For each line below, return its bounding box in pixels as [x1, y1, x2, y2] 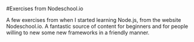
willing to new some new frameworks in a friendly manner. [6, 29, 150, 36]
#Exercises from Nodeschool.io [6, 5, 84, 12]
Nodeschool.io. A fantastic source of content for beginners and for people [6, 23, 189, 30]
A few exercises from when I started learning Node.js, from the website [6, 17, 181, 23]
